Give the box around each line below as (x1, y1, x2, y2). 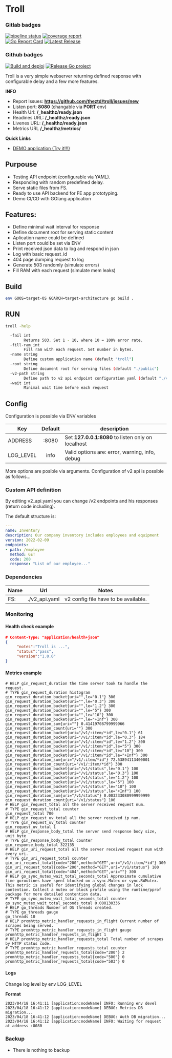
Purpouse (5, 160, 37, 169)
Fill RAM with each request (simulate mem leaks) (12, 267, 116, 274)
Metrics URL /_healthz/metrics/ (12, 125, 81, 131)
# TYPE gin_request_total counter (5, 806, 79, 812)
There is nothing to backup (12, 1047, 70, 1053)
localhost (64, 440, 87, 447)
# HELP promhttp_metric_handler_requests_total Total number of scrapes (5, 937, 164, 942)
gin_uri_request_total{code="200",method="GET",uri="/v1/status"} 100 (5, 865, 159, 870)
